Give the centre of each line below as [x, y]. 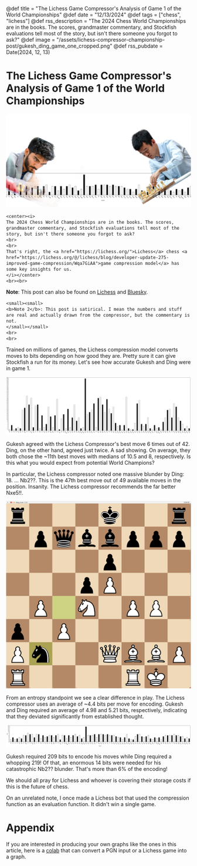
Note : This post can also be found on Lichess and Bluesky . [77, 292]
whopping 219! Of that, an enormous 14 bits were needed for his [84, 763]
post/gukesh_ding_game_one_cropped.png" [59, 46]
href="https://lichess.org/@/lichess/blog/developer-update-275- [87, 257]
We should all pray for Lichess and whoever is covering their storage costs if [98, 780]
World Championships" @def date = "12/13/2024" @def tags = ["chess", [94, 15]
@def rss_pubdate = [138, 46]
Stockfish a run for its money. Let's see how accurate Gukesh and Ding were [98, 362]
